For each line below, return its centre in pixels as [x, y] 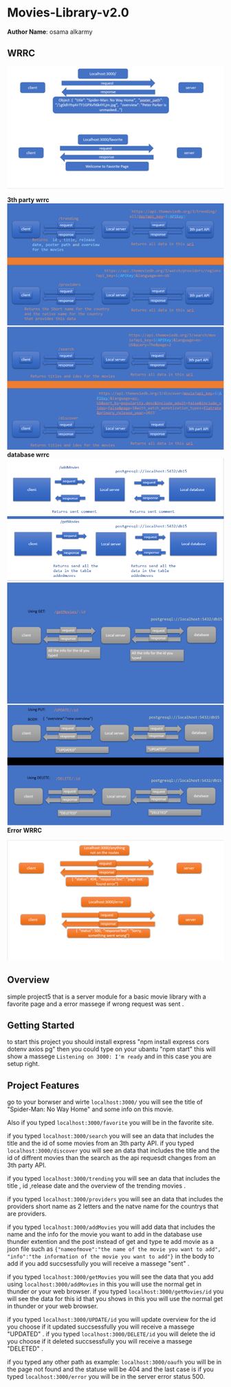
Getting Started [41, 1025]
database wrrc [29, 455]
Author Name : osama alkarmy [50, 32]
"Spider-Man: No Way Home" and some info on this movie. [90, 1109]
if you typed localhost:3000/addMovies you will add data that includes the [111, 1227]
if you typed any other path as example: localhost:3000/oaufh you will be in [114, 1362]
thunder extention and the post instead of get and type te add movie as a [111, 1242]
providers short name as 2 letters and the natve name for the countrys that [113, 1206]
